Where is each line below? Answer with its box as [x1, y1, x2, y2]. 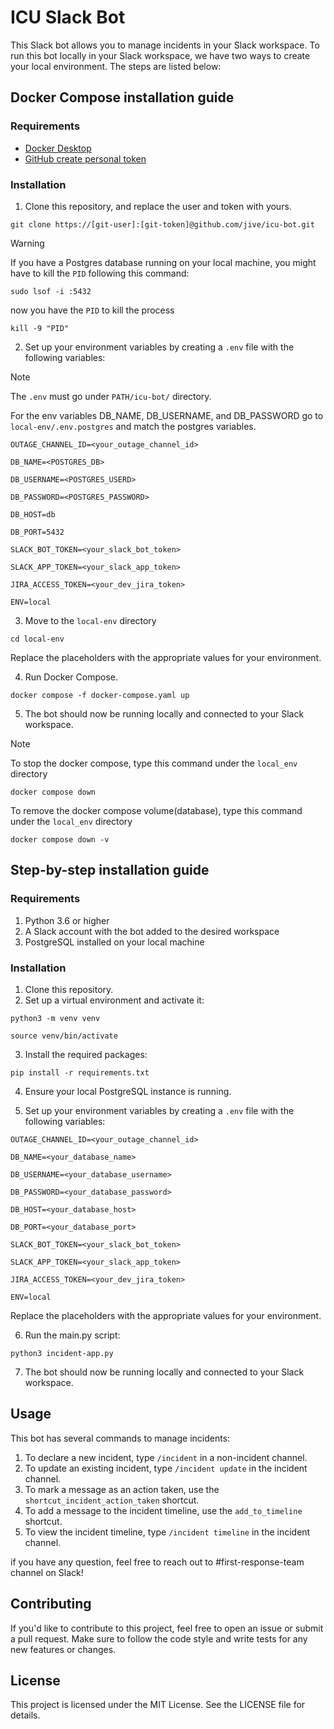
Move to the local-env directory [24, 614, 157, 626]
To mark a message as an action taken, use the [24, 1483, 220, 1495]
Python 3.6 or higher [24, 914, 110, 926]
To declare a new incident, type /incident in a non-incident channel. [24, 1451, 308, 1463]
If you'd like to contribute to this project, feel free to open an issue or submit [10, 1622, 324, 1634]
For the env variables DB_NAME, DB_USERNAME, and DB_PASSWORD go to [10, 409, 324, 421]
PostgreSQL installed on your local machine [24, 936, 205, 948]
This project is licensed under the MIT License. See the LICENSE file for [10, 1699, 306, 1711]
